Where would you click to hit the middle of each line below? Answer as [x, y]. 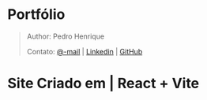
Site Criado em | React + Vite [103, 83]
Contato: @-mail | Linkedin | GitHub [85, 51]
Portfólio [36, 15]
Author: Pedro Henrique [65, 36]
